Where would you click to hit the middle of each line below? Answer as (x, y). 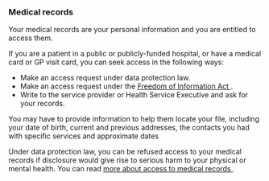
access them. (31, 38)
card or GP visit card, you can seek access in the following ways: (116, 62)
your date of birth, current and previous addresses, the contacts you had (129, 128)
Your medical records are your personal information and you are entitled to (132, 30)
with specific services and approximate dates (84, 136)
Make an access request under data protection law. (105, 78)
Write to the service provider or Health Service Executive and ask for (134, 95)
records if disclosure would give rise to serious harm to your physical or (128, 160)
